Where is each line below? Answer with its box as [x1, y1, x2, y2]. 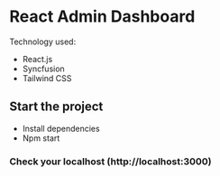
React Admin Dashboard [9, 6, 196, 27]
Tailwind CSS [22, 72, 72, 83]
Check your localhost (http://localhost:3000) [9, 155, 212, 168]
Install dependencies [22, 123, 101, 134]
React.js [22, 53, 53, 64]
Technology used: [9, 36, 77, 47]
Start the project [9, 99, 104, 115]
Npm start [22, 133, 60, 144]
